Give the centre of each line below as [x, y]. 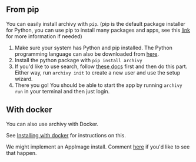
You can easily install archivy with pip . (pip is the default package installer [96, 23]
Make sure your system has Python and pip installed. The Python [93, 48]
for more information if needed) [44, 36]
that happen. [21, 153]
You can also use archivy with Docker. [52, 124]
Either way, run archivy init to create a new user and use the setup [97, 72]
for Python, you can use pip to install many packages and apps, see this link [98, 30]
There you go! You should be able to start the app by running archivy [98, 85]
